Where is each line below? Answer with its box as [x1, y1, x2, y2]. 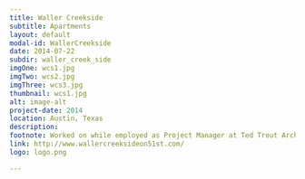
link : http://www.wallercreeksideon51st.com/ [9, 139, 184, 148]
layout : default [9, 30, 71, 39]
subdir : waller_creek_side [9, 55, 112, 64]
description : [9, 123, 59, 132]
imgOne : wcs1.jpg [9, 64, 75, 73]
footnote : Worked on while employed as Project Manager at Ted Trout [9, 131, 279, 140]
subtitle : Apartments [9, 22, 92, 31]
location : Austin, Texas [9, 114, 103, 123]
